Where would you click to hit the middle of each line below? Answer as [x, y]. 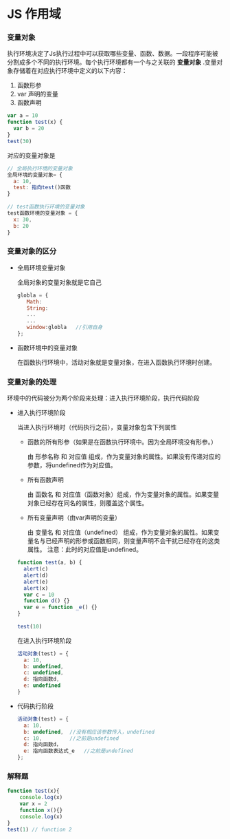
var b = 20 [29, 129]
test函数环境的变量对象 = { [43, 213]
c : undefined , [44, 673]
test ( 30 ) [20, 141]
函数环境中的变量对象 [47, 348]
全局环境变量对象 [41, 267]
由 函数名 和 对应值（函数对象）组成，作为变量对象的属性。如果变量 [123, 495]
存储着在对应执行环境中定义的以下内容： [70, 71]
